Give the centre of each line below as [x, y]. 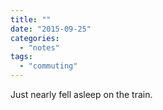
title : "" [31, 19]
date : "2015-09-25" [51, 29]
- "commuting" [48, 66]
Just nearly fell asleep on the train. [81, 94]
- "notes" [39, 47]
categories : [35, 38]
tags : [21, 57]
